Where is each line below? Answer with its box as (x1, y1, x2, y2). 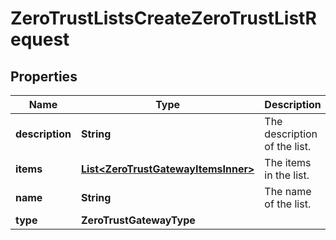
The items (264, 156, 312, 169)
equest (10, 28, 70, 51)
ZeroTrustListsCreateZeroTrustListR (10, 7, 317, 30)
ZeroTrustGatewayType (80, 213, 196, 227)
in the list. (264, 168, 310, 182)
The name (264, 185, 312, 198)
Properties (10, 68, 78, 85)
